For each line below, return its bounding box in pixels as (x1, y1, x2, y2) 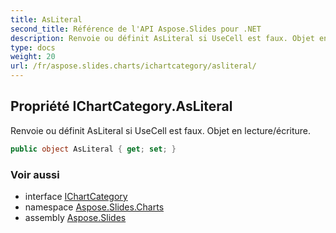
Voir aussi (10, 167, 60, 181)
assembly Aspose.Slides (24, 211, 127, 223)
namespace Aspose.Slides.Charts (24, 201, 165, 213)
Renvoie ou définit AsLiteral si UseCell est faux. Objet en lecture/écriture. (10, 124, 312, 136)
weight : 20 (10, 52, 56, 62)
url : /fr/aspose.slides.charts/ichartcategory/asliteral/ (10, 61, 257, 71)
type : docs (10, 42, 56, 53)
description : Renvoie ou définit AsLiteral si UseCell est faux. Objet (10, 33, 315, 43)
